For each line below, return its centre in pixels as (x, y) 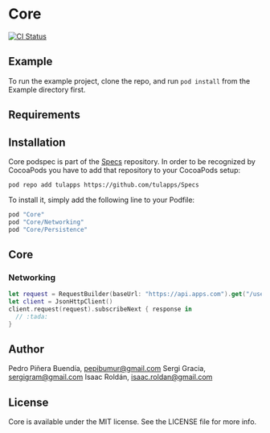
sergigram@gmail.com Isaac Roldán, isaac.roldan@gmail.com (110, 377)
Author (26, 350)
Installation (37, 142)
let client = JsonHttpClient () (61, 302)
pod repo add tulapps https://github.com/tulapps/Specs (104, 185)
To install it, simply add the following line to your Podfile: (102, 200)
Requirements (44, 115)
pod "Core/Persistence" (48, 229)
